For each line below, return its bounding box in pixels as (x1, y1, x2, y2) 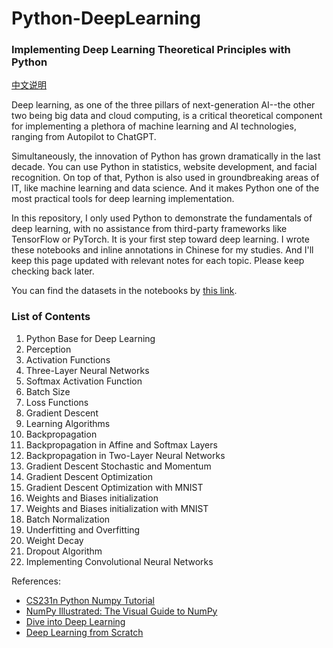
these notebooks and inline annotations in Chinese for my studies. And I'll (11, 244, 314, 256)
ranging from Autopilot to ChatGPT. (11, 131, 157, 143)
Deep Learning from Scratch (25, 626, 144, 638)
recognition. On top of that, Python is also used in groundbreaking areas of (11, 172, 320, 184)
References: (11, 575, 61, 587)
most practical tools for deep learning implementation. (11, 193, 235, 205)
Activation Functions (25, 353, 111, 366)
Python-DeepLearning (11, 7, 201, 30)
